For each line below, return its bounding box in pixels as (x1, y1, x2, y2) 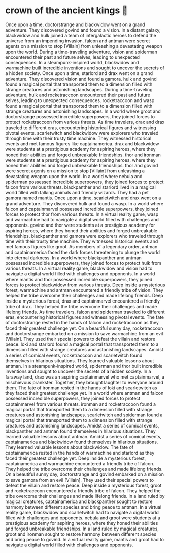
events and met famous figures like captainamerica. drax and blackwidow (5, 140, 159, 147)
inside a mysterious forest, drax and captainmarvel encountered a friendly (5, 298, 160, 304)
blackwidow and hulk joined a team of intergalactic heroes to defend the (5, 32, 156, 38)
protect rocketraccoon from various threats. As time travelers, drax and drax (5, 119, 165, 125)
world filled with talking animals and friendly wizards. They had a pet (5, 189, 149, 195)
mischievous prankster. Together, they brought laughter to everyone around (5, 379, 163, 385)
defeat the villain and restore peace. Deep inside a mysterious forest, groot (5, 482, 162, 488)
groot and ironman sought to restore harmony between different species (5, 531, 156, 537)
